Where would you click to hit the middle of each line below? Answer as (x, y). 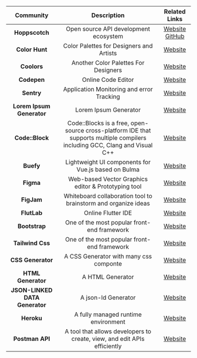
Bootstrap (31, 226)
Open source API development (108, 29)
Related (175, 11)
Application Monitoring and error (108, 89)
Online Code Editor (108, 80)
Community (32, 15)
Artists (108, 53)
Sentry (32, 93)
